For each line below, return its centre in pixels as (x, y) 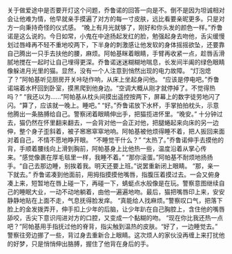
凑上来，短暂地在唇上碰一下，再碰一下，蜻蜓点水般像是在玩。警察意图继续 (113, 183)
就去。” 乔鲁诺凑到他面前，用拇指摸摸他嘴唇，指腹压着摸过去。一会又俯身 (117, 174)
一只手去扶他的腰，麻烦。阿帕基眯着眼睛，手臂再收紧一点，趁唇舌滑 (128, 53)
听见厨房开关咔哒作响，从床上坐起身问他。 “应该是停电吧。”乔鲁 (130, 79)
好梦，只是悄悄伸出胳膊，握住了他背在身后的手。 (83, 244)
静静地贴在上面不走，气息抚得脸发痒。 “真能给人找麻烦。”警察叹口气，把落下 (115, 200)
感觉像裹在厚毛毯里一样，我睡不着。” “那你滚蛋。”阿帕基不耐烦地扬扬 (117, 157)
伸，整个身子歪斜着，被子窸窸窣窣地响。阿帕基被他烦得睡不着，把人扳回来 (113, 131)
